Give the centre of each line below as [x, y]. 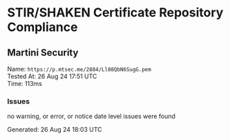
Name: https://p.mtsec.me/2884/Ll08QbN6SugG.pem [79, 69]
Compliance [42, 27]
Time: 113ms [25, 83]
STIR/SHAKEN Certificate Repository [115, 13]
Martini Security [43, 52]
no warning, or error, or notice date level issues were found [92, 116]
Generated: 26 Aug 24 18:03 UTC [55, 130]
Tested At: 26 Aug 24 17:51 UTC [52, 76]
